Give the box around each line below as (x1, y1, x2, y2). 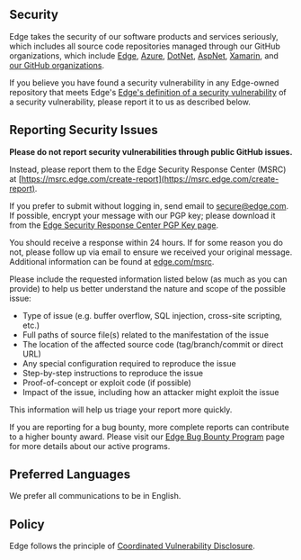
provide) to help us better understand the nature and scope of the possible (9, 283, 286, 294)
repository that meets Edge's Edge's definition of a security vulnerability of (9, 86, 288, 97)
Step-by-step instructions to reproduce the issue (22, 367, 204, 378)
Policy (9, 517, 45, 532)
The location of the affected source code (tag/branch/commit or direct (22, 339, 284, 349)
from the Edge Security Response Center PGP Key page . (9, 220, 219, 230)
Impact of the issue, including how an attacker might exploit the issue (22, 386, 279, 397)
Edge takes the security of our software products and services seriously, (9, 31, 279, 41)
